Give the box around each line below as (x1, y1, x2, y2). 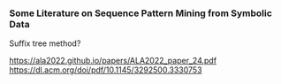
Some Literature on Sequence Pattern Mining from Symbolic (9, 7, 272, 19)
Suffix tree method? (9, 38, 81, 49)
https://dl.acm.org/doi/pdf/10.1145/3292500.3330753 (9, 65, 202, 75)
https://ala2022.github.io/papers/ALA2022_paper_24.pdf (9, 56, 217, 66)
